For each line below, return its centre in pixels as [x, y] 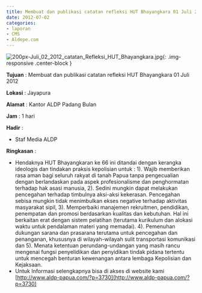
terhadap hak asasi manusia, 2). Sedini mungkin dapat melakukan [96, 188]
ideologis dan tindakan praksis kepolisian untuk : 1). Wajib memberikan [103, 169]
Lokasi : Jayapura [29, 93]
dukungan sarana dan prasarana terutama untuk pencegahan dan [96, 233]
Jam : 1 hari [20, 116]
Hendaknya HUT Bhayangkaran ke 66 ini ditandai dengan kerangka [98, 162]
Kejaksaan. [29, 264]
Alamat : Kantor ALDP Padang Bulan [51, 104]
